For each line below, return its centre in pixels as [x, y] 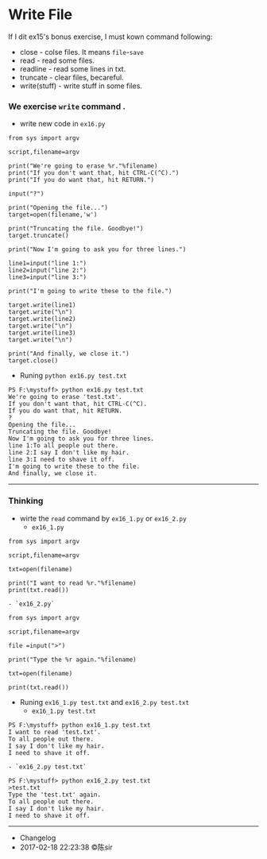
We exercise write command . [67, 106]
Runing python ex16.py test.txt [73, 376]
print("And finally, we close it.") [69, 354]
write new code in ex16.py [62, 124]
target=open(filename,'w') [53, 215]
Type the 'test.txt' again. [55, 795]
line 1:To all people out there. [64, 446]
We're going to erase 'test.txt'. [66, 397]
